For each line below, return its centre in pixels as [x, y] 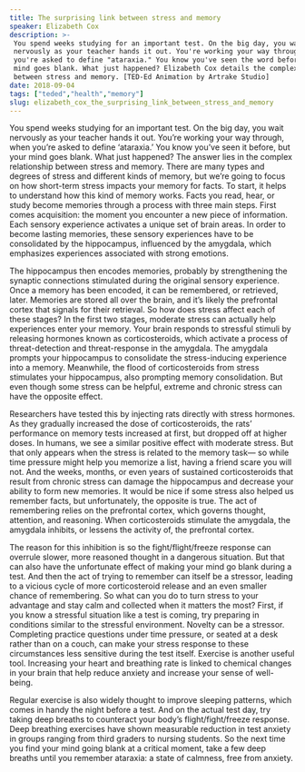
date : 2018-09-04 [42, 85]
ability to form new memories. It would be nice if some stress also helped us [152, 491]
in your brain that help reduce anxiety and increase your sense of [132, 673]
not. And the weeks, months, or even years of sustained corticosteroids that [151, 472]
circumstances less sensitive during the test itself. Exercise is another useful [152, 654]
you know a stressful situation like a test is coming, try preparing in [134, 615]
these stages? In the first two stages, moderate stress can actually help [143, 320]
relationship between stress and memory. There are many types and [137, 167]
